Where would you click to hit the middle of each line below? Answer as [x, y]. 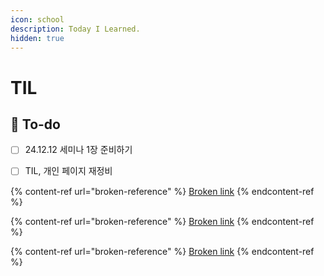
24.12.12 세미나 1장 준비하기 [78, 150]
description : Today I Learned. [75, 29]
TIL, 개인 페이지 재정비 [68, 171]
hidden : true [37, 38]
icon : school [37, 19]
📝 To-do [35, 124]
